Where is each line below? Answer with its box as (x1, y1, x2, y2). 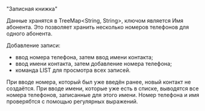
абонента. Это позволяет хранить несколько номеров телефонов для (6, 24, 189, 30)
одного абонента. (6, 30, 53, 37)
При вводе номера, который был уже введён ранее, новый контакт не (6, 79, 191, 85)
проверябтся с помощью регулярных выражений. (6, 98, 138, 105)
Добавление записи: (6, 42, 61, 49)
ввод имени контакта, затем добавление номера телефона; (15, 60, 172, 67)
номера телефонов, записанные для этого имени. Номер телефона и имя (6, 91, 199, 98)
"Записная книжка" (6, 5, 58, 12)
